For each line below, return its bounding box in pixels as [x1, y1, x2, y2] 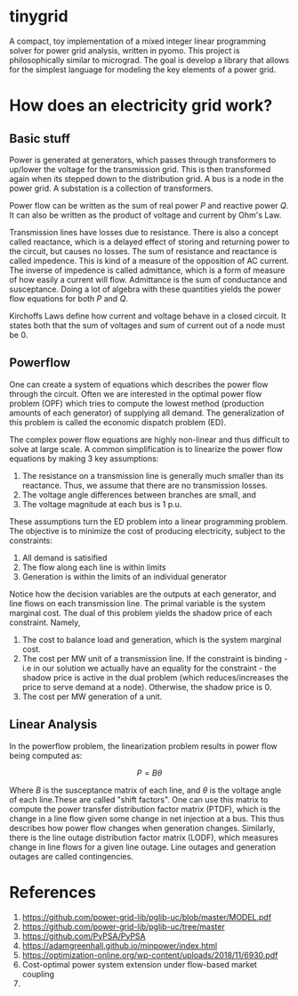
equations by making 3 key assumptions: [9, 453, 159, 464]
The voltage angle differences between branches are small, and [21, 489, 256, 500]
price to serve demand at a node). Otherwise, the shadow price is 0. [21, 681, 272, 692]
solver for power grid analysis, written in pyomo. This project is [9, 45, 240, 55]
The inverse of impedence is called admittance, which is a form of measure [9, 265, 286, 276]
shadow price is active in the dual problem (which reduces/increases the [21, 671, 289, 683]
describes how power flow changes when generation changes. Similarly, [9, 822, 276, 833]
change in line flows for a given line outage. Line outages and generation [9, 841, 277, 852]
